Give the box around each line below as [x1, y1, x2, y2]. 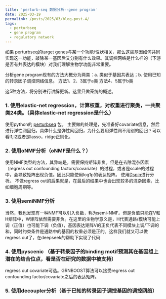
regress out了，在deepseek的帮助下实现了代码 [5, 234, 100, 240]
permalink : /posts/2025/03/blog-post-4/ [5, 16, 90, 21]
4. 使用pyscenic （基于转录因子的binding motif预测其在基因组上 [5, 248, 159, 255]
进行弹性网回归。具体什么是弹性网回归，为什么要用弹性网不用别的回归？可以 [5, 128, 161, 134]
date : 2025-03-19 [5, 12, 41, 17]
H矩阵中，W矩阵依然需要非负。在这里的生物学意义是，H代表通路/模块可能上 [5, 216, 161, 222]
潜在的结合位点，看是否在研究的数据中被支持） [5, 255, 117, 262]
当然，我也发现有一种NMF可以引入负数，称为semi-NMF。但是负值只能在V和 [5, 210, 161, 216]
